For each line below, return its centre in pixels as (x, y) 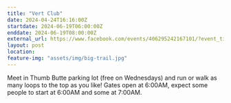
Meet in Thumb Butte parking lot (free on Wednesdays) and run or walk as (112, 78)
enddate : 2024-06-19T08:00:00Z (52, 33)
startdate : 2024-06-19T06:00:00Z (55, 26)
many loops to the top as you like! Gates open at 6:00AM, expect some (108, 85)
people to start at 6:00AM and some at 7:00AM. (75, 92)
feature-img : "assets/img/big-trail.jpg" (67, 58)
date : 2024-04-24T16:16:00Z (47, 20)
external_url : (27, 39)
